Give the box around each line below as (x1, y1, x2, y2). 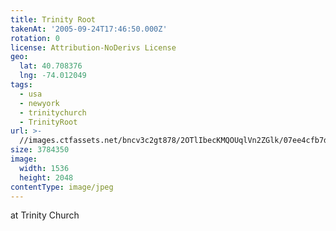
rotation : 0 (10, 33, 60, 43)
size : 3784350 (10, 145, 70, 155)
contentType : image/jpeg (10, 182, 114, 192)
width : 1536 (19, 163, 70, 173)
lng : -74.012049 (19, 71, 87, 81)
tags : (10, 80, 33, 90)
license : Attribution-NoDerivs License (10, 42, 177, 53)
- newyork (19, 98, 60, 108)
